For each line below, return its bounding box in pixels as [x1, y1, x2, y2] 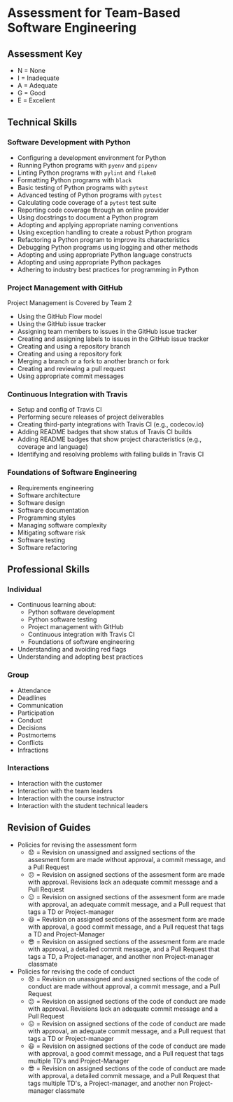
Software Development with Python [7, 137, 131, 147]
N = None [17, 67, 45, 74]
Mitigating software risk [17, 528, 86, 537]
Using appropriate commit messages [17, 372, 125, 380]
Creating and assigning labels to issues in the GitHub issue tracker [17, 335, 209, 343]
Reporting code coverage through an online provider [17, 206, 169, 214]
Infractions [17, 746, 49, 754]
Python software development [27, 608, 115, 617]
